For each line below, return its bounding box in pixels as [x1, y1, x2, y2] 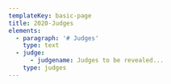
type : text [23, 42, 60, 50]
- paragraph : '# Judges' [15, 34, 99, 42]
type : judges [23, 64, 67, 72]
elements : [8, 26, 42, 34]
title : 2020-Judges [8, 19, 74, 27]
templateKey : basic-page [8, 11, 92, 20]
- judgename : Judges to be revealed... [29, 57, 164, 65]
